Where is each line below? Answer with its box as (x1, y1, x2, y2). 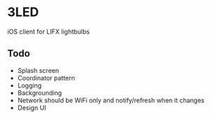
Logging (17, 81, 42, 90)
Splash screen (17, 66, 60, 74)
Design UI (17, 103, 46, 112)
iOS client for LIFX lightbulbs (7, 27, 90, 36)
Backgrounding (17, 88, 62, 97)
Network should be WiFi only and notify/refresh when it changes (17, 96, 205, 104)
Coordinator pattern (17, 73, 75, 82)
